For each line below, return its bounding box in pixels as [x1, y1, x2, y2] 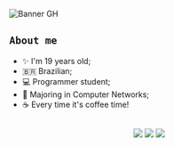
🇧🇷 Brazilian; [21, 65, 73, 76]
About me [9, 34, 58, 47]
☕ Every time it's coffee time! [21, 99, 130, 110]
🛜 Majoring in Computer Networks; [21, 89, 149, 100]
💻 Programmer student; [21, 76, 111, 86]
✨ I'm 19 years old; [21, 55, 91, 66]
